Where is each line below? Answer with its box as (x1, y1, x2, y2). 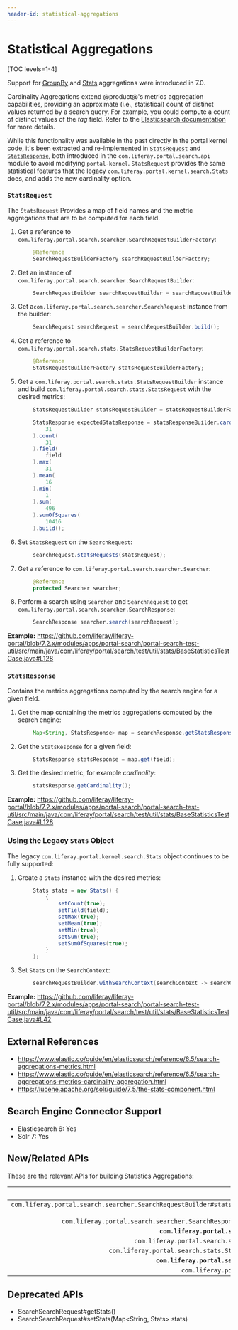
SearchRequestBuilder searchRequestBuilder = (33, 289, 170, 297)
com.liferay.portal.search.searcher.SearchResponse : (17, 605, 176, 614)
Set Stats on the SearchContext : (17, 966, 110, 974)
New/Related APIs (7, 1153, 89, 1165)
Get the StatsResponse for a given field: (17, 742, 132, 750)
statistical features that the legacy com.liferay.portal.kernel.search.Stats (7, 166, 229, 175)
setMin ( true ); (57, 926, 100, 934)
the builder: (17, 310, 52, 319)
